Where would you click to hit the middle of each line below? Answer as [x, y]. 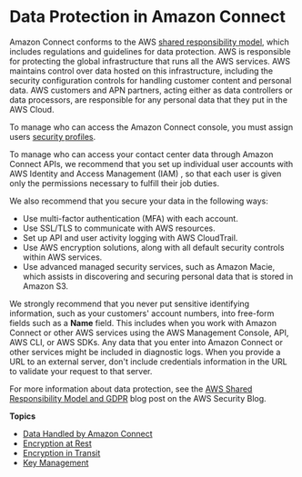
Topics [23, 416]
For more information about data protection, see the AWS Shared [131, 389]
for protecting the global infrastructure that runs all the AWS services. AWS [150, 61]
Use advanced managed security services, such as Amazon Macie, [149, 266]
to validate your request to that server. [81, 371]
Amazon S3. [45, 286]
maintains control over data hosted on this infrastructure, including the [141, 71]
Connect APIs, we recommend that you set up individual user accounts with [151, 164]
